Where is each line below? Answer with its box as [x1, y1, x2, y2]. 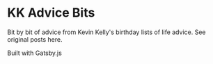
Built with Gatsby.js [7, 49, 63, 57]
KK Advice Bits [7, 5, 95, 21]
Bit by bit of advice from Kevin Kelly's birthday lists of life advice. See [7, 28, 206, 36]
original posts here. [7, 35, 63, 43]
